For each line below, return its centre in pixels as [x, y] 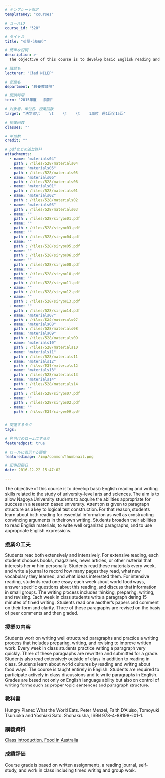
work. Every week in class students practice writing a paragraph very [75, 648]
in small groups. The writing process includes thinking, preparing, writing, [80, 592]
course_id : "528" [23, 28]
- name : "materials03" [33, 205]
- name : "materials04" [33, 159]
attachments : [18, 154]
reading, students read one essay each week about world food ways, [75, 582]
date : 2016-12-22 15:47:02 [33, 470]
